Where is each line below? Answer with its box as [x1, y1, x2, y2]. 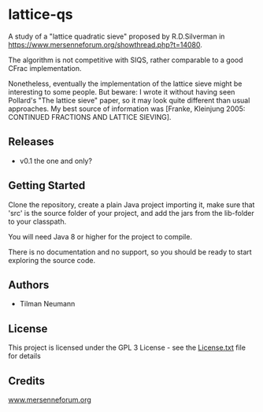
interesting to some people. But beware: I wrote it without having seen [8, 87, 235, 96]
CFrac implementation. [8, 63, 82, 72]
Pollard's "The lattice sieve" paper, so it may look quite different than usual [8, 95, 250, 105]
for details [8, 351, 41, 361]
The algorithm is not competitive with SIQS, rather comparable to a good [8, 55, 243, 65]
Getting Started [8, 179, 86, 192]
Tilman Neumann [19, 299, 76, 309]
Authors [8, 278, 50, 291]
